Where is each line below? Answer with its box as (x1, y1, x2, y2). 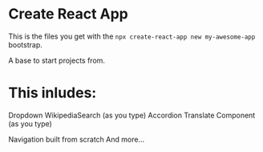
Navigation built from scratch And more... (8, 134, 145, 144)
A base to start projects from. (8, 55, 106, 65)
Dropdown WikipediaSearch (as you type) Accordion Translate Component (8, 110, 256, 120)
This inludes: (8, 84, 97, 102)
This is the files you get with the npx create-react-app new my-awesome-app (8, 31, 256, 41)
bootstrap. (8, 39, 42, 49)
